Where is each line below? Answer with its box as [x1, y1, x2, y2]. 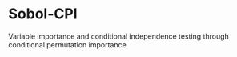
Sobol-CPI [8, 5, 78, 23]
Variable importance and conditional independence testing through [8, 31, 230, 41]
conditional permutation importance [8, 39, 127, 49]
